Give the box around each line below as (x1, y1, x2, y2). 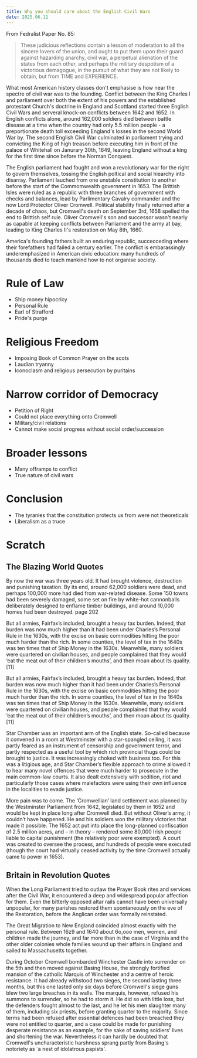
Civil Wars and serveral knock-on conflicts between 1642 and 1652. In (6, 109, 175, 116)
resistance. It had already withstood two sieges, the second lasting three (6, 977, 182, 984)
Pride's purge (14, 315, 48, 322)
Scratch (6, 539, 45, 552)
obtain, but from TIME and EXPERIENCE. (20, 73, 118, 80)
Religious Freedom (6, 335, 99, 349)
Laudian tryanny (14, 361, 54, 368)
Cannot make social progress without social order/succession (14, 426, 164, 433)
